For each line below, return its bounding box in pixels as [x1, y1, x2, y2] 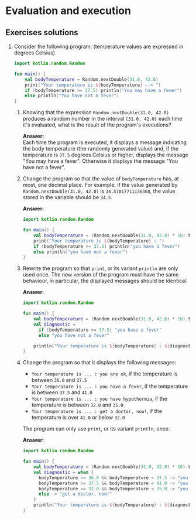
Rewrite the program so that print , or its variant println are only [22, 265, 178, 272]
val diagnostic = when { [33, 469, 94, 475]
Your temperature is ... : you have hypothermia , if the [31, 395, 168, 402]
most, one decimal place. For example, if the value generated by [22, 182, 178, 189]
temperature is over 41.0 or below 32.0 [31, 414, 125, 421]
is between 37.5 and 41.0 [31, 389, 93, 396]
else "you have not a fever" [38, 332, 109, 338]
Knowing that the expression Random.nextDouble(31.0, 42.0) [22, 109, 169, 116]
